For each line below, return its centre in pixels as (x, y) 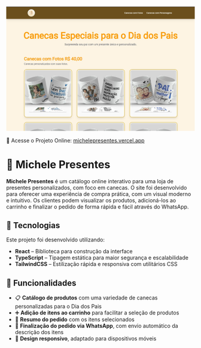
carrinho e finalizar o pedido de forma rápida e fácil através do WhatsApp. (98, 207)
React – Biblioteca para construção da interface (74, 252)
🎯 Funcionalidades (41, 283)
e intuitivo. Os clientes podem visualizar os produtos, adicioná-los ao (91, 200)
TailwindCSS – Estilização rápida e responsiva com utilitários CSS (96, 264)
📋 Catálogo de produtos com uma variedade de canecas (86, 298)
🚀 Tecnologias (33, 225)
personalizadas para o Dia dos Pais (58, 307)
